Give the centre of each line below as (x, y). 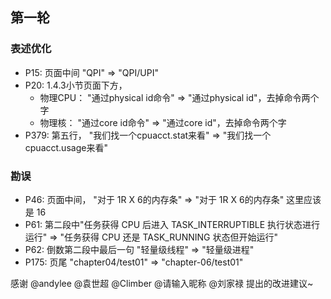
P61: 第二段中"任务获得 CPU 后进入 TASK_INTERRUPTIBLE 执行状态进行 (172, 224)
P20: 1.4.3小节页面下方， (76, 85)
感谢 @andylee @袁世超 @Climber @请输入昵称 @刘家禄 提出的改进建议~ (162, 283)
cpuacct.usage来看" (66, 147)
